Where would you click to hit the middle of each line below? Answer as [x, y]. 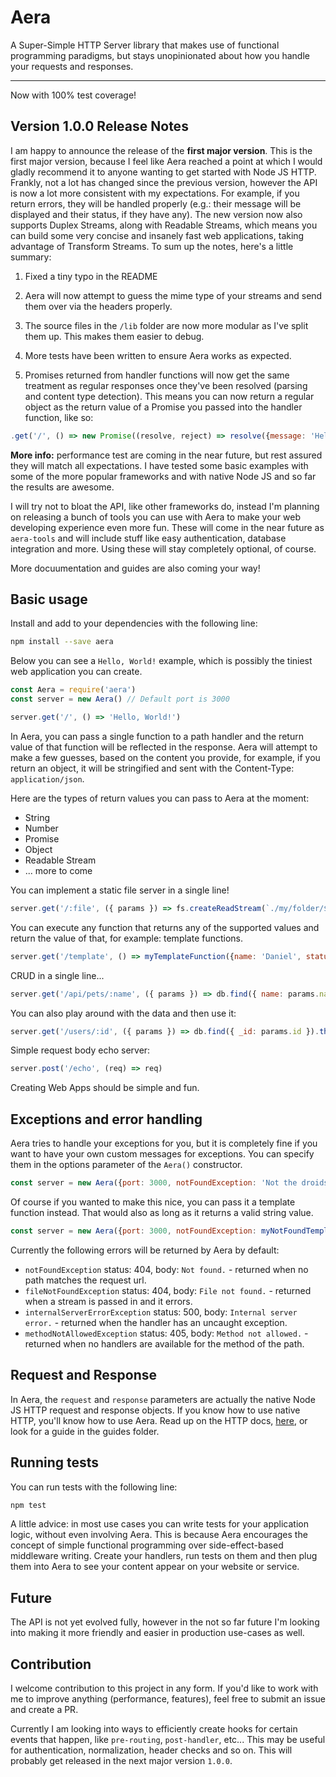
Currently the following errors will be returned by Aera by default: [145, 1250]
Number [41, 828]
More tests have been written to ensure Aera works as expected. [158, 355]
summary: [31, 257]
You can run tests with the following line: [94, 1487]
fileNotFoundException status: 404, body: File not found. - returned [168, 1290]
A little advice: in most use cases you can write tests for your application [159, 1524]
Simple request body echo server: [80, 1050]
